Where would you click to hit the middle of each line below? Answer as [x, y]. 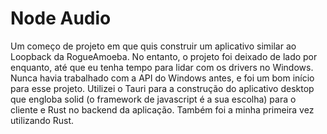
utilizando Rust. [42, 120]
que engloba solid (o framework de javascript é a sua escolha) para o [153, 99]
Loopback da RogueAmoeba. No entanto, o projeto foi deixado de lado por [164, 56]
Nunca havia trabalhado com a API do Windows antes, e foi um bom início [162, 78]
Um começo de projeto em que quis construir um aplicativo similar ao [153, 46]
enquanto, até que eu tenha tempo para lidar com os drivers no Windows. [162, 67]
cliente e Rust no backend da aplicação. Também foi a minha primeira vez [162, 109]
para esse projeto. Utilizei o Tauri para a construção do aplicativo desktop [162, 88]
